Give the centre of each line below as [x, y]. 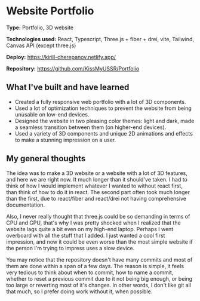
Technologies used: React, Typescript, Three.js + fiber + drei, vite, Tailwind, [100, 39]
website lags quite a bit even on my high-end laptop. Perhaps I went [90, 229]
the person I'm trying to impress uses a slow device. [70, 248]
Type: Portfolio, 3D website [40, 27]
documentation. [26, 205]
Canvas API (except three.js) [41, 45]
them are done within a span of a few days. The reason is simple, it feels [95, 266]
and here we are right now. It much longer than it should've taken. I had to [97, 179]
